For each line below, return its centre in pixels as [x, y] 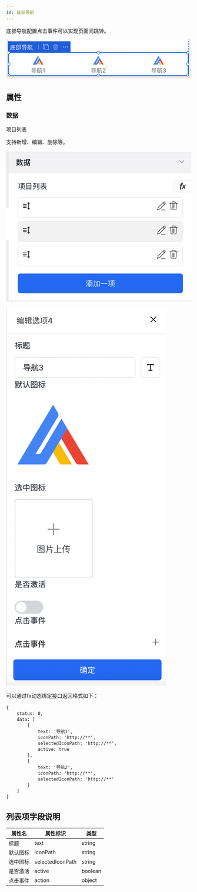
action [42, 880]
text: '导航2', [55, 767]
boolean [91, 871]
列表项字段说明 [33, 817]
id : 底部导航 [20, 12]
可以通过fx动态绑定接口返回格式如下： [52, 696]
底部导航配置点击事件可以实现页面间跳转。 [58, 31]
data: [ [26, 720]
